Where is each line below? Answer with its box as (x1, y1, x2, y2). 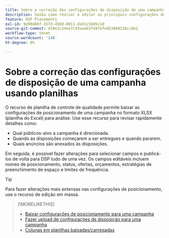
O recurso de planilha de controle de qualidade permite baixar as (5, 104, 140, 110)
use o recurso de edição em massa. (5, 191, 79, 197)
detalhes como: (5, 120, 38, 126)
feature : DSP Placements (5, 17, 57, 22)
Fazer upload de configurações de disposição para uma (25, 216, 141, 222)
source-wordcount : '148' (5, 36, 57, 41)
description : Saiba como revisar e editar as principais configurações (5, 12, 158, 17)
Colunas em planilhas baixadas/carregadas (25, 227, 115, 233)
